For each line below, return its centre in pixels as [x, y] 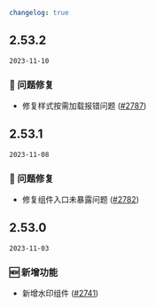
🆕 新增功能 [34, 272]
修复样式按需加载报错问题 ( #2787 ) [84, 106]
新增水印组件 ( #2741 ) [60, 294]
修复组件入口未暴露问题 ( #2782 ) [81, 200]
